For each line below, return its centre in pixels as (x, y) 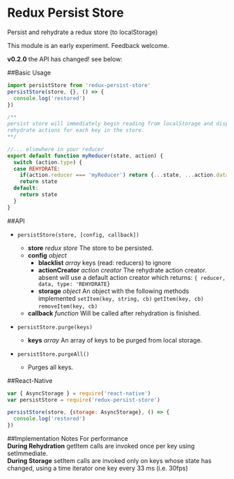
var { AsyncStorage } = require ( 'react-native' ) (79, 393)
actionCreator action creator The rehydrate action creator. (122, 270)
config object (47, 255)
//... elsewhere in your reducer (56, 149)
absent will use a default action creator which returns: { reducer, (132, 277)
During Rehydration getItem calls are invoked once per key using (101, 446)
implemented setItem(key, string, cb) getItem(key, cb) (121, 298)
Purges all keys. (50, 367)
